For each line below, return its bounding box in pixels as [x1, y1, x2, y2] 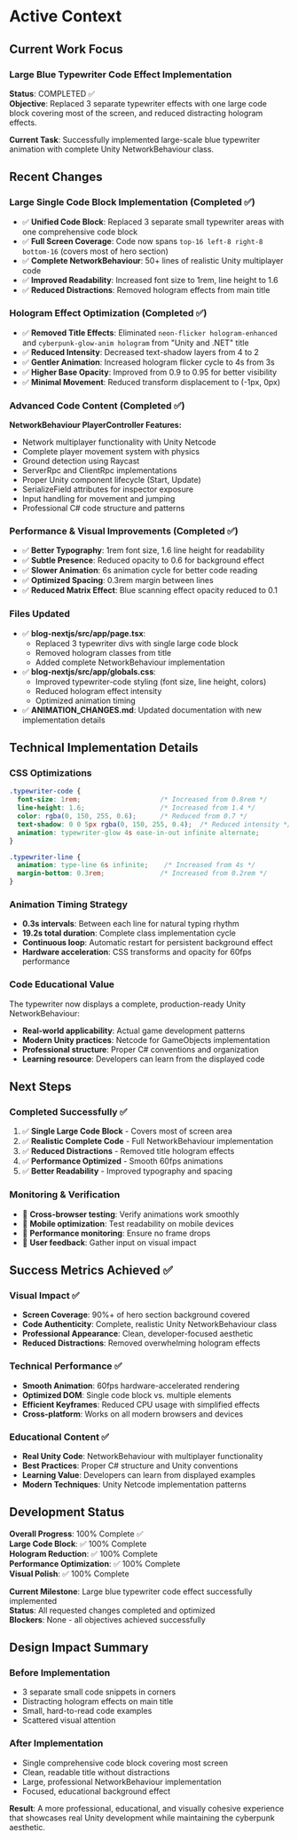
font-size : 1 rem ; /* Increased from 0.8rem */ [17, 795, 268, 804]
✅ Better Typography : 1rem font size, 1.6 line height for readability [21, 545, 265, 556]
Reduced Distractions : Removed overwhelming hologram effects [21, 1338, 261, 1348]
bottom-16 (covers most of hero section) [21, 246, 169, 257]
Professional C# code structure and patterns [21, 503, 185, 514]
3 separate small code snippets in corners [21, 1686, 176, 1697]
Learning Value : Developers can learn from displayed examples [21, 1469, 255, 1480]
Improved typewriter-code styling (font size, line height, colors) [35, 676, 267, 687]
